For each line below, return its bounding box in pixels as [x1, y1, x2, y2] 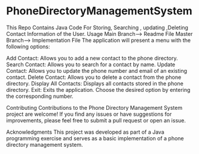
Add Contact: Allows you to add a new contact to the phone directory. [6, 54, 178, 61]
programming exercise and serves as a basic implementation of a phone [6, 134, 184, 141]
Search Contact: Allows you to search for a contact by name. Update [6, 61, 176, 68]
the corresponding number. [6, 93, 74, 100]
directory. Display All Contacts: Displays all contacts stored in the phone [6, 79, 183, 87]
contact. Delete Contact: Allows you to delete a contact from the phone [6, 73, 182, 81]
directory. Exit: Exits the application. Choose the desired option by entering [6, 86, 191, 93]
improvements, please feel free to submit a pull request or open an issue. [6, 116, 186, 124]
